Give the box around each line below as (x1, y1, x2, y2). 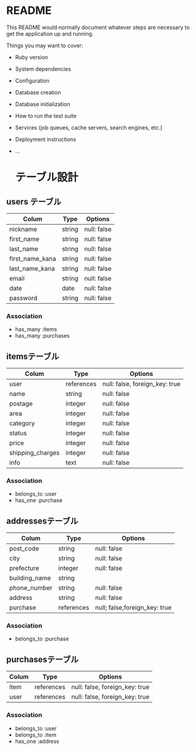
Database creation (15, 88, 62, 96)
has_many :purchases (15, 332, 70, 340)
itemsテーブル (6, 351, 59, 361)
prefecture (9, 564, 39, 573)
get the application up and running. (6, 30, 94, 37)
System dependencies (15, 65, 71, 73)
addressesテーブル (6, 516, 79, 526)
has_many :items (15, 326, 57, 333)
